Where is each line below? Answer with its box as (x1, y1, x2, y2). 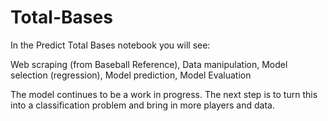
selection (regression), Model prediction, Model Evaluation (10, 69, 252, 81)
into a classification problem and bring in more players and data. (10, 99, 275, 111)
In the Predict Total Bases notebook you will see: (10, 39, 211, 51)
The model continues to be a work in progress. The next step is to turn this (10, 88, 318, 100)
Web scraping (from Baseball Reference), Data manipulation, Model (10, 58, 288, 70)
